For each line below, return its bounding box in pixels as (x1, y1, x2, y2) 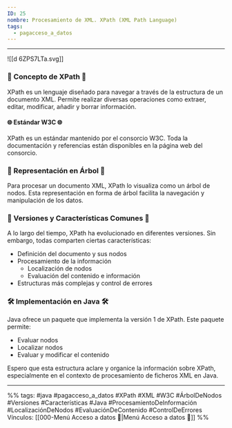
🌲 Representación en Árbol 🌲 (7, 166, 106, 175)
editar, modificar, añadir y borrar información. (7, 102, 137, 110)
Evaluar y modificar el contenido (17, 350, 110, 359)
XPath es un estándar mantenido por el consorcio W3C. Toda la (7, 134, 188, 142)
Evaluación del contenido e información (27, 272, 140, 280)
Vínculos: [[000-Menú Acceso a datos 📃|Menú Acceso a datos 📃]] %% (7, 413, 209, 421)
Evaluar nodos (17, 335, 59, 344)
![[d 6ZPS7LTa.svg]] (7, 55, 64, 63)
